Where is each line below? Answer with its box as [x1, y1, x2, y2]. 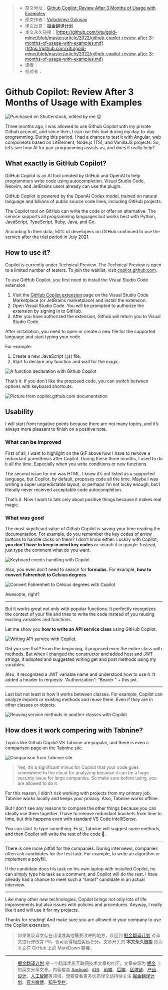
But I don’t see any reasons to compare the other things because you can [5, 805, 156, 811]
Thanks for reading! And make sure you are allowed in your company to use [5, 917, 161, 923]
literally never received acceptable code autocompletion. [5, 486, 122, 492]
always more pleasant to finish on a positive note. [5, 426, 107, 432]
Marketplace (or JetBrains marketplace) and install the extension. [12, 297, 147, 303]
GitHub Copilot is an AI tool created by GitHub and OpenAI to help [5, 172, 141, 178]
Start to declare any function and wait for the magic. [12, 358, 120, 364]
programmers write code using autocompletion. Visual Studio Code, [5, 178, 145, 184]
